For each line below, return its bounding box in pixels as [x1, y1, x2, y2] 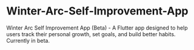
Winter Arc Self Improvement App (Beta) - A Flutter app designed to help [6, 24, 188, 31]
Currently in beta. [6, 37, 50, 44]
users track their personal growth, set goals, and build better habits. [6, 30, 176, 37]
